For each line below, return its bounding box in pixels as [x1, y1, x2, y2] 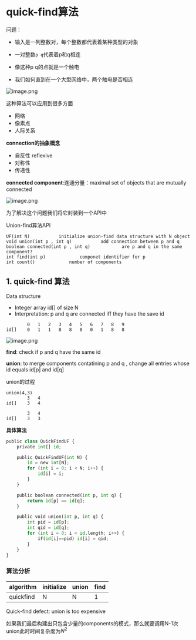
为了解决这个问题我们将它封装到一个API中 [6, 209, 107, 216]
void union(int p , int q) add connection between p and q [6, 239, 180, 244]
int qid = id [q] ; [27, 525, 69, 531]
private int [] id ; [16, 444, 62, 450]
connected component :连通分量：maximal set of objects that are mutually [6, 179, 187, 186]
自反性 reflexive [14, 152, 53, 159]
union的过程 [6, 378, 35, 385]
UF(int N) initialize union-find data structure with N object [6, 233, 191, 239]
